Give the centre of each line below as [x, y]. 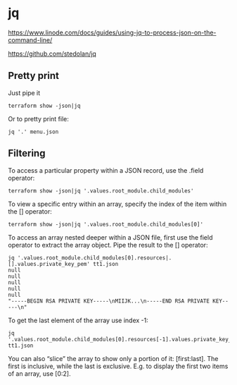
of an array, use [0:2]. [39, 373]
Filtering [27, 153]
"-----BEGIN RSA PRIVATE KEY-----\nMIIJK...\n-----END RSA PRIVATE [109, 301]
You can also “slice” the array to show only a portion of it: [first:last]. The [113, 358]
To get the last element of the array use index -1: [78, 320]
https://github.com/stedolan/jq [52, 54]
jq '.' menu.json [33, 132]
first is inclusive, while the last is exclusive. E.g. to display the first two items [118, 366]
